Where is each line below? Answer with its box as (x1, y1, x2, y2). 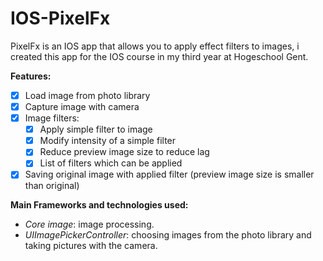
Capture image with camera (24, 101, 140, 112)
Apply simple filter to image (39, 123, 153, 136)
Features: (10, 70, 52, 82)
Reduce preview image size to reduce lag (39, 146, 210, 158)
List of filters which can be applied (39, 157, 183, 169)
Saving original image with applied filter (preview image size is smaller (24, 168, 315, 181)
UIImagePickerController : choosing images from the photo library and (24, 229, 312, 241)
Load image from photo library (24, 89, 151, 101)
